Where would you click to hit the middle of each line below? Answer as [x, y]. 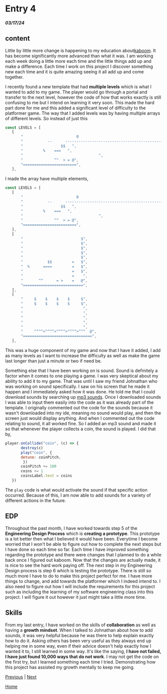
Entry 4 [21, 9]
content [18, 39]
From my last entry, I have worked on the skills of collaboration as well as [81, 625]
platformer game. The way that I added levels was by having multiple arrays [83, 113]
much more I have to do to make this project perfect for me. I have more [79, 576]
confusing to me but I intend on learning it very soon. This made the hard [80, 102]
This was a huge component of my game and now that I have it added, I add [83, 350]
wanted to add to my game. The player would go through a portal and [76, 92]
